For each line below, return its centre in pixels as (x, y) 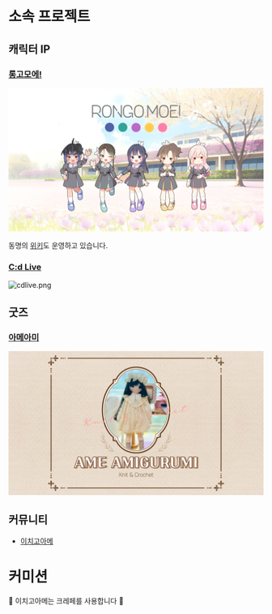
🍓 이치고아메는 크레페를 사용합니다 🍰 (66, 600)
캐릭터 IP (30, 49)
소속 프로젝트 (49, 17)
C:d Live (25, 267)
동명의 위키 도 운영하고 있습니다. (58, 246)
